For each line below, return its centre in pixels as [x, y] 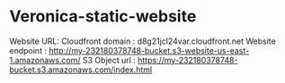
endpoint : [28, 50]
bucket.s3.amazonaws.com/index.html [81, 70]
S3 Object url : [109, 60]
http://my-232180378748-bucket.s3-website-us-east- [149, 50]
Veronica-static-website [103, 17]
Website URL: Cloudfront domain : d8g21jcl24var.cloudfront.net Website [142, 41]
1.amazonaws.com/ [45, 60]
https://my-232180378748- [188, 60]
